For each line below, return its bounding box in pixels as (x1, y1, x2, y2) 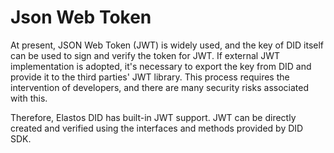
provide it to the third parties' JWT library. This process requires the (10, 71, 290, 83)
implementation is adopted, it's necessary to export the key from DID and (10, 60, 312, 72)
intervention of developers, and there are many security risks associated (10, 81, 309, 93)
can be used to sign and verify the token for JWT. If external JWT (10, 49, 281, 61)
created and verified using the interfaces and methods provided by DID (10, 122, 304, 134)
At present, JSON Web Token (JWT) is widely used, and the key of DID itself (10, 39, 324, 51)
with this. (10, 92, 48, 104)
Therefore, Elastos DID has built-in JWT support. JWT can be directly (10, 111, 297, 123)
